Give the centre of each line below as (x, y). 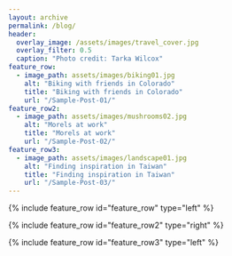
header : (23, 34)
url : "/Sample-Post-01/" (70, 100)
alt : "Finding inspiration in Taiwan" (96, 166)
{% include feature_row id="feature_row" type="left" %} (111, 208)
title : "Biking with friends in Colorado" (104, 92)
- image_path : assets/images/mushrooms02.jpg (102, 116)
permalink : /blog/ (42, 26)
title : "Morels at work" (70, 133)
